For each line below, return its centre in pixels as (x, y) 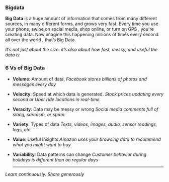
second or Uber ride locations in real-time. (57, 99)
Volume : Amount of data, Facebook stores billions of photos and (80, 79)
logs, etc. (22, 129)
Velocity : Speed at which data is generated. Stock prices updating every (88, 94)
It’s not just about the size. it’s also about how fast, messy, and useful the (81, 50)
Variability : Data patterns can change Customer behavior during (79, 154)
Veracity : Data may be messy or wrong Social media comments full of (85, 109)
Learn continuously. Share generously (45, 174)
